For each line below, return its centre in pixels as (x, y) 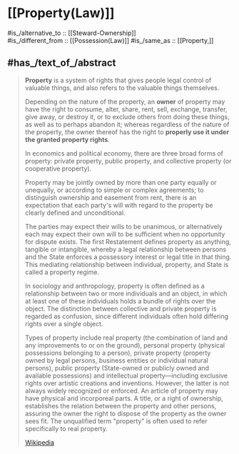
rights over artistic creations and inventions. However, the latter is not (127, 383)
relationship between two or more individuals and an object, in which (126, 293)
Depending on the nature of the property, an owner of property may (125, 101)
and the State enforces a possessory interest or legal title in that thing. (128, 257)
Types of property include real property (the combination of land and (126, 338)
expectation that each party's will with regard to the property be (119, 205)
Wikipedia (40, 442)
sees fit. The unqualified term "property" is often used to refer (116, 421)
